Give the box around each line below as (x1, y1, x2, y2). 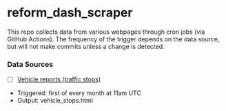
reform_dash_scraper (7, 5, 133, 21)
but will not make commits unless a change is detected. (7, 42, 165, 50)
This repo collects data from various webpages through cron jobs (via (7, 28, 205, 36)
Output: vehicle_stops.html (17, 97, 93, 105)
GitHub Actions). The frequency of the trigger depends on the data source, (7, 34, 220, 43)
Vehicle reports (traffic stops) (17, 75, 101, 83)
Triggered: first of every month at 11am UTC (17, 89, 141, 97)
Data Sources (7, 59, 54, 69)
